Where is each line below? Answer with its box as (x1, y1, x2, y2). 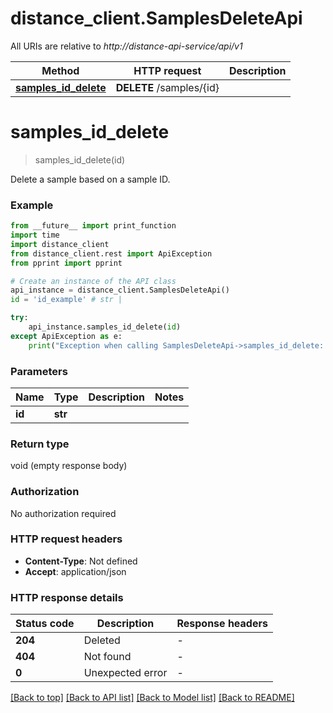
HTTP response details (10, 590, 124, 604)
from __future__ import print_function (10, 221, 177, 231)
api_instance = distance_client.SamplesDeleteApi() (10, 285, 230, 296)
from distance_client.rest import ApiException (10, 248, 213, 259)
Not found (83, 650, 132, 664)
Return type (10, 437, 70, 451)
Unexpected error (83, 666, 168, 680)
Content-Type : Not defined (24, 555, 138, 567)
